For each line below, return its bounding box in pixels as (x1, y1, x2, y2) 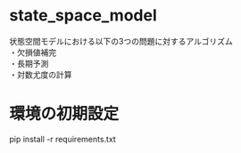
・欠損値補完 (9, 46, 56, 58)
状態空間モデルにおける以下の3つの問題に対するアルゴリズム (9, 36, 234, 46)
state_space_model (9, 5, 158, 26)
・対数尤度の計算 (9, 68, 72, 80)
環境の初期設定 (9, 104, 120, 125)
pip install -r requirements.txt (9, 133, 116, 144)
